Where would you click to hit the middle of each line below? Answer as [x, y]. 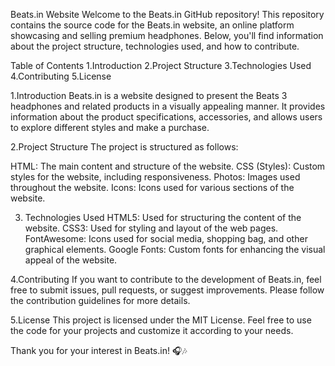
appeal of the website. [71, 260]
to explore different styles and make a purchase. [110, 127]
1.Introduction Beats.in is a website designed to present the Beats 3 [149, 95]
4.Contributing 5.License [61, 76]
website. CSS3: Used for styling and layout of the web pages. [151, 228]
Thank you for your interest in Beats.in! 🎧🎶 [99, 350]
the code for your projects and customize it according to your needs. [152, 330]
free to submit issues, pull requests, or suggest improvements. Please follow [167, 290]
